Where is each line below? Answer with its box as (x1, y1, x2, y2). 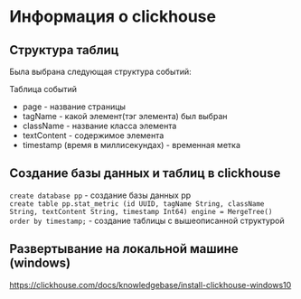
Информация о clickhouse (9, 6, 217, 27)
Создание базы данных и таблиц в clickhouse (9, 165, 281, 182)
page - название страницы (22, 101, 127, 112)
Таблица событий (9, 84, 77, 94)
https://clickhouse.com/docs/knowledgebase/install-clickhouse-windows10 (9, 279, 292, 290)
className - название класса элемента (22, 120, 177, 131)
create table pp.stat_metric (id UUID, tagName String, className (9, 199, 265, 209)
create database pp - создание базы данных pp (9, 190, 192, 201)
